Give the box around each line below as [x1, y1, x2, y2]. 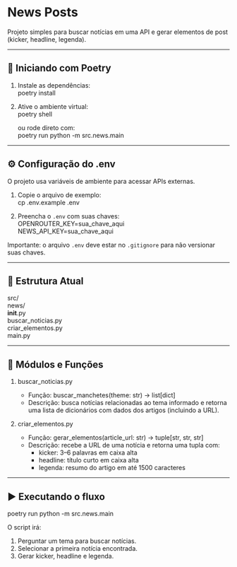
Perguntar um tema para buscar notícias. [17, 537, 137, 545]
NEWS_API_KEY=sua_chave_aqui [17, 227, 114, 235]
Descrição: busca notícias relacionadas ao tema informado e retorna [28, 399, 227, 407]
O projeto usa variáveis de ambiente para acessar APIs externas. [7, 177, 195, 185]
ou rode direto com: [17, 123, 75, 131]
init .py [7, 309, 26, 317]
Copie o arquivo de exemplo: [17, 190, 102, 199]
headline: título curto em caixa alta [38, 456, 139, 464]
